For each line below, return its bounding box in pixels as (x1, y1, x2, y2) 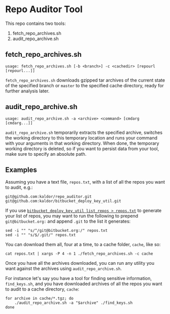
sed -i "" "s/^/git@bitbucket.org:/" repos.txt (5, 228, 108, 233)
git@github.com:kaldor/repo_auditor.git (5, 194, 92, 199)
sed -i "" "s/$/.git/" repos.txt (5, 232, 76, 238)
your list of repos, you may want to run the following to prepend (5, 213, 139, 219)
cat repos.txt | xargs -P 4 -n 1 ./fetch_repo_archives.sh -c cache (5, 251, 153, 257)
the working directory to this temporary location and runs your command (5, 134, 158, 141)
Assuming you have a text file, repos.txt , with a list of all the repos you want (5, 179, 165, 185)
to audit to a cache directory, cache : (5, 286, 80, 292)
